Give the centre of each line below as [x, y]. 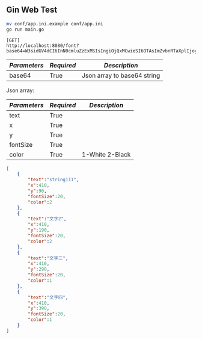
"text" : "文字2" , [47, 219]
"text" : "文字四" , [48, 297]
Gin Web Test [32, 10]
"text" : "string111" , [54, 180]
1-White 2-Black [106, 154]
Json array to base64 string [121, 75]
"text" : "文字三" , [48, 258]
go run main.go [25, 30]
